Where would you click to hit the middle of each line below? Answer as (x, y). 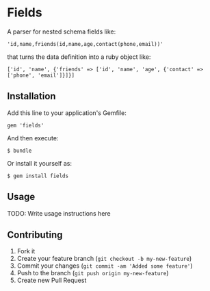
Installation (31, 96)
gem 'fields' (26, 125)
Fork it (26, 251)
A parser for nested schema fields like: (62, 31)
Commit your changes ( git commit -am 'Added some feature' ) (105, 266)
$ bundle (19, 151)
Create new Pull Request (52, 280)
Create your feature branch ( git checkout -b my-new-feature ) (104, 259)
